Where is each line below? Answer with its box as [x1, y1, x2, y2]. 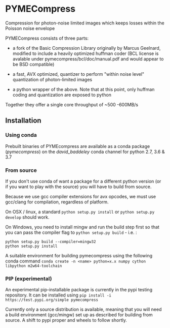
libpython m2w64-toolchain [5, 263, 62, 269]
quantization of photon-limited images [12, 76, 93, 82]
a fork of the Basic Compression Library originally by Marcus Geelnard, [12, 45, 161, 51]
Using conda [5, 132, 37, 139]
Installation [5, 116, 41, 125]
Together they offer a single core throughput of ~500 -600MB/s [5, 101, 139, 107]
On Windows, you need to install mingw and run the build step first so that [5, 224, 159, 230]
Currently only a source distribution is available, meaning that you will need [5, 306, 162, 313]
